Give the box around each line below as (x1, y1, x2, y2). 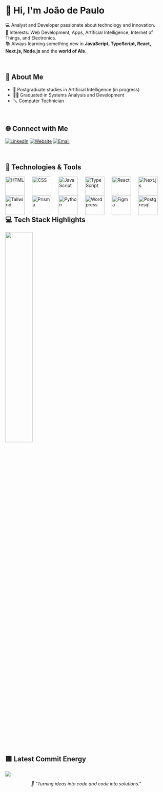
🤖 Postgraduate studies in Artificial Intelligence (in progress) (12, 86, 140, 92)
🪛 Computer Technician (12, 98, 64, 104)
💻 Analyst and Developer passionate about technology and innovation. (5, 22, 155, 28)
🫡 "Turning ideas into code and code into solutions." (31, 780, 141, 787)
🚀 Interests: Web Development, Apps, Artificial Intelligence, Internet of (5, 29, 153, 35)
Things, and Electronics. (5, 34, 56, 41)
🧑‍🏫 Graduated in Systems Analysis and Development (12, 92, 125, 98)
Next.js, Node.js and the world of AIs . (5, 48, 87, 54)
